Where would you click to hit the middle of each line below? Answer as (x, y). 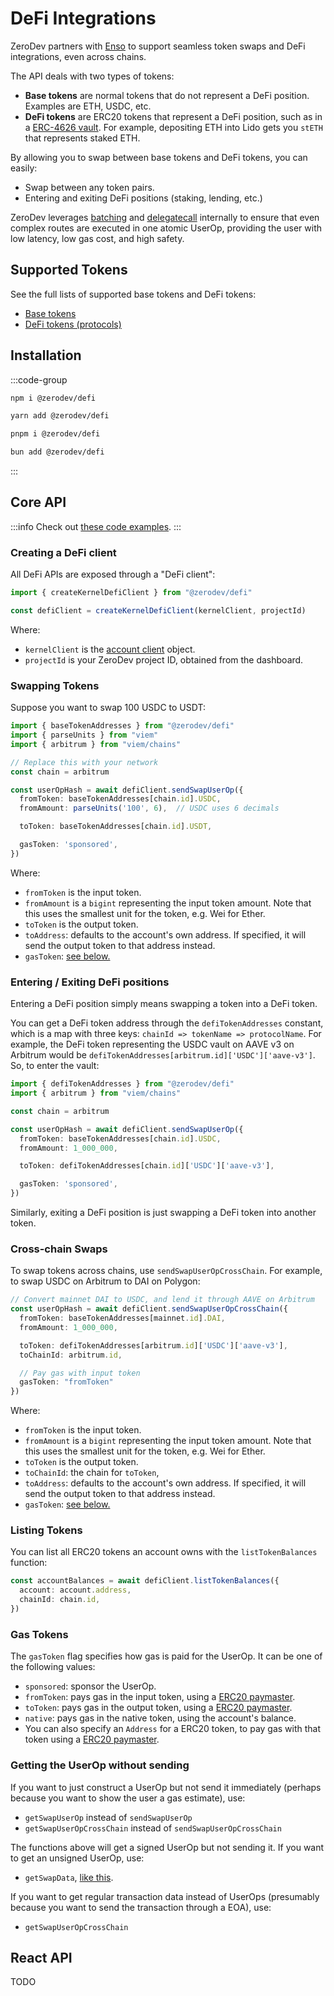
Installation (46, 355)
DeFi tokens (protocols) (73, 324)
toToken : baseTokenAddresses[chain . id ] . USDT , (116, 827)
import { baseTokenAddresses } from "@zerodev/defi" (122, 726)
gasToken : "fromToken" (66, 1382)
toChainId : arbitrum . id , (71, 1355)
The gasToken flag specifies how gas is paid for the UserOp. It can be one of (166, 1656)
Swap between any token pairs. (89, 187)
